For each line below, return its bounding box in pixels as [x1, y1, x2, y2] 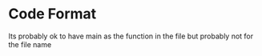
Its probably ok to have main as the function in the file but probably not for [8, 31, 254, 41]
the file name [8, 39, 52, 49]
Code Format [8, 5, 97, 23]
